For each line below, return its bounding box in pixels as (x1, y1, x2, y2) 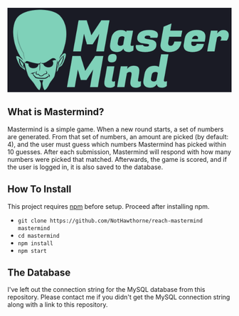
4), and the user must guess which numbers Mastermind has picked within (7, 140, 226, 148)
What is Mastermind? (7, 106, 105, 118)
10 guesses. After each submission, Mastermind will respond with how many (7, 147, 231, 156)
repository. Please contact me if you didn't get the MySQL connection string (7, 293, 230, 302)
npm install (17, 239, 53, 247)
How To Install (7, 183, 72, 195)
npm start (17, 247, 48, 254)
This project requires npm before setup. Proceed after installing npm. (7, 202, 210, 210)
